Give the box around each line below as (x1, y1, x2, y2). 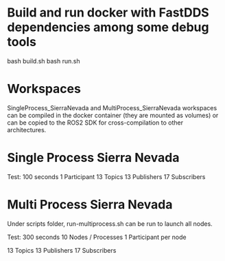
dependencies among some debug (7, 19, 209, 35)
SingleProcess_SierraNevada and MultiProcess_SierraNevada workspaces (7, 103, 217, 112)
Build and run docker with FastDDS (7, 5, 209, 21)
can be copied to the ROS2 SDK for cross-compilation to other (7, 118, 184, 127)
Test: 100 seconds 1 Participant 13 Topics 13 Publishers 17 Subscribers (7, 172, 206, 180)
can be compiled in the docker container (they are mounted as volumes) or (7, 111, 219, 119)
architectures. (7, 125, 47, 134)
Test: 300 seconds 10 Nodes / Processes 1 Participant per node (7, 233, 187, 241)
